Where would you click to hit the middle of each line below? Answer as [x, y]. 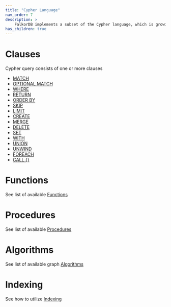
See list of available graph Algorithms [45, 264]
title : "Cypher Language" [33, 10]
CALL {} [21, 160]
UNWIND [22, 149]
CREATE [21, 116]
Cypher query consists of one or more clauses [54, 68]
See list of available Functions [36, 194]
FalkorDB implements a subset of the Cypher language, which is [84, 24]
